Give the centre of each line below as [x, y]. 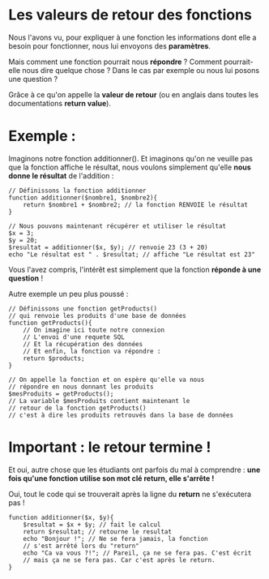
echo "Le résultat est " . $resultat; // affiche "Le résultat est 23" [132, 254]
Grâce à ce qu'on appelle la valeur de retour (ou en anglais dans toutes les [134, 94]
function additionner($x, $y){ [61, 517]
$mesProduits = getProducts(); [61, 394]
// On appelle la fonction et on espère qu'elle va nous [107, 380]
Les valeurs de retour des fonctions [130, 15]
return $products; [54, 358]
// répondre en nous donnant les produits [81, 387]
